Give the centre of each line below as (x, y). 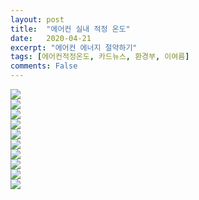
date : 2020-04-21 (51, 38)
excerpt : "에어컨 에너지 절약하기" (74, 47)
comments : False (44, 66)
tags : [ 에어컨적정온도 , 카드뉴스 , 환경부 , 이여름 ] (100, 57)
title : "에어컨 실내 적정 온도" (70, 29)
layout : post (37, 19)
